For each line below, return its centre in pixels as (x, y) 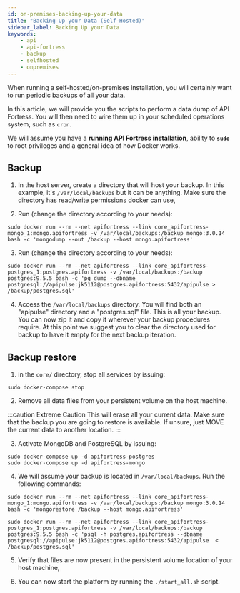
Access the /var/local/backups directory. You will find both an (110, 304)
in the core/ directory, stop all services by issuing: (91, 374)
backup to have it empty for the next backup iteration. (97, 335)
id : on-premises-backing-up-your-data (65, 14)
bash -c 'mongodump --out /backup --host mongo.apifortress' (100, 240)
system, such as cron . (40, 124)
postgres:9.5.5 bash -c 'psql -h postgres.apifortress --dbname (105, 534)
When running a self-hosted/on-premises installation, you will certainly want (120, 87)
